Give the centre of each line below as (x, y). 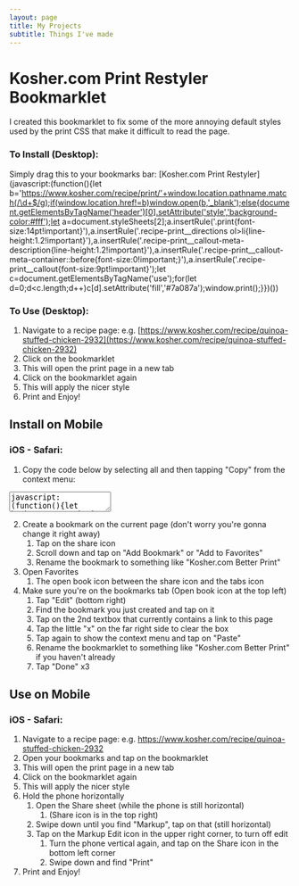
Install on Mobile (56, 425)
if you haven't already (75, 657)
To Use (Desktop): (49, 311)
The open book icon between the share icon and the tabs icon (150, 581)
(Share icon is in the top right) (104, 815)
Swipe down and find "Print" (101, 863)
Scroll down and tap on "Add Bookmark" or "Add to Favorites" (149, 552)
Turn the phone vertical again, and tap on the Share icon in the (164, 843)
